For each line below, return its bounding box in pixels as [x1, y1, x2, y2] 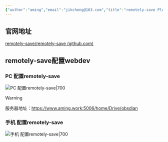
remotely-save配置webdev [5, 56, 90, 65]
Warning [5, 95, 22, 101]
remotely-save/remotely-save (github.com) [5, 40, 94, 46]
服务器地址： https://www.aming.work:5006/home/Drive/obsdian [5, 105, 138, 111]
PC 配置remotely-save [5, 72, 60, 79]
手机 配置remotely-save [5, 119, 63, 126]
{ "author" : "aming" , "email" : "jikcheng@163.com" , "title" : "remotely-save [5, 7, 155, 12]
